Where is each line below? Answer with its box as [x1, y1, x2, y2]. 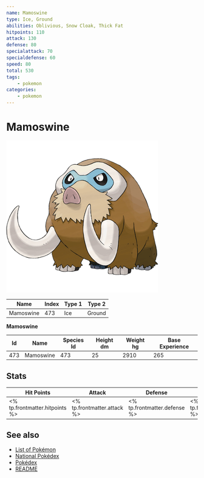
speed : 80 [6, 61, 32, 67]
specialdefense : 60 [6, 55, 56, 61]
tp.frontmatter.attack [72, 404, 123, 411]
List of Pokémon [15, 446, 56, 453]
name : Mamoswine [6, 10, 47, 16]
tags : [6, 74, 20, 80]
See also [6, 429, 39, 440]
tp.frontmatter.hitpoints [8, 404, 67, 411]
